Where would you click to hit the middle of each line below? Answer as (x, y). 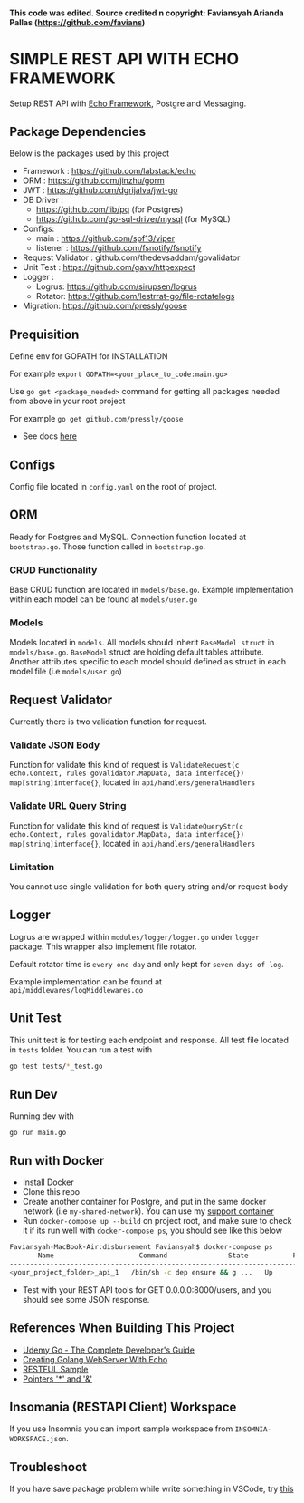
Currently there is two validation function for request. (108, 722)
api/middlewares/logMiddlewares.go (76, 990)
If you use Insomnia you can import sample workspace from (121, 1429)
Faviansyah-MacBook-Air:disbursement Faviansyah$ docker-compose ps (141, 1247)
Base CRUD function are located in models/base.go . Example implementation (152, 590)
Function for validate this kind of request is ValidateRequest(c (124, 765)
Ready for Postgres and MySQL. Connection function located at (128, 537)
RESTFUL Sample (55, 1369)
